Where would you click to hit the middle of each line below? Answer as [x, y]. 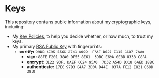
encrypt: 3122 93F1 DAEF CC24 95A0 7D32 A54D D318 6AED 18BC [90, 62]
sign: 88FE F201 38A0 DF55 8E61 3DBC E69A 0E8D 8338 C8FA [87, 56]
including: [15, 26]
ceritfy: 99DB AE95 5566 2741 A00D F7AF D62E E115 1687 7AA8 [82, 52]
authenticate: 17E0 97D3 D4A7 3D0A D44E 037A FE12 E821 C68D [90, 67]
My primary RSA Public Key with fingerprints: [57, 46]
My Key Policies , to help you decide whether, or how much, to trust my [83, 36]
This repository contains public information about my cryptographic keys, [78, 22]
